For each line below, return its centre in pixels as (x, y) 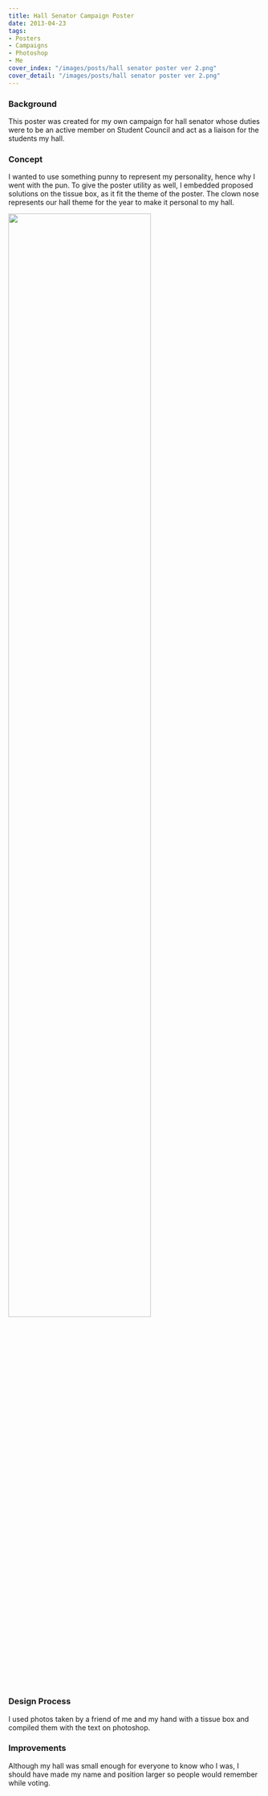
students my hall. (37, 138)
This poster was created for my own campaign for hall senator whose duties (134, 121)
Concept (25, 159)
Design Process (40, 1701)
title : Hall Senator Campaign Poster (71, 16)
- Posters (25, 38)
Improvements (37, 1749)
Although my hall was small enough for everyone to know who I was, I (124, 1765)
